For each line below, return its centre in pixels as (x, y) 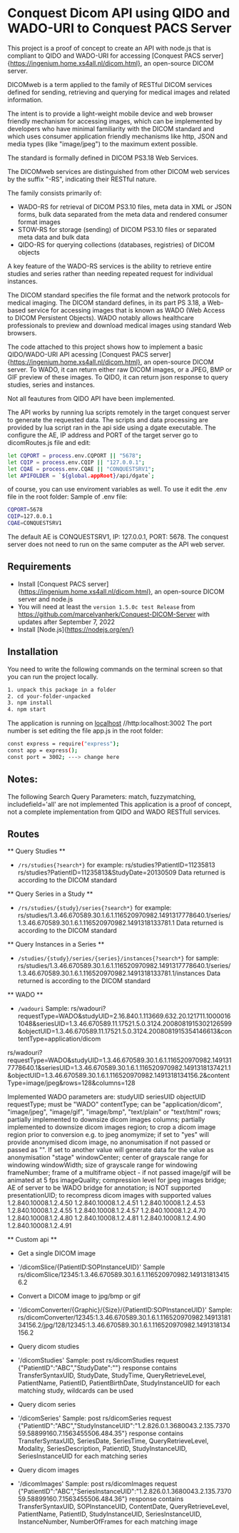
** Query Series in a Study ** (50, 894)
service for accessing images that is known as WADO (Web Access (126, 310)
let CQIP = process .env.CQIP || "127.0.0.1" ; (76, 462)
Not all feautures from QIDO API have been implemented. (91, 398)
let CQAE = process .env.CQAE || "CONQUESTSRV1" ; (81, 469)
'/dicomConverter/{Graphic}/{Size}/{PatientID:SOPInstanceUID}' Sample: (125, 1310)
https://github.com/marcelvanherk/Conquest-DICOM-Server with (114, 614)
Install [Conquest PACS (52, 584)
